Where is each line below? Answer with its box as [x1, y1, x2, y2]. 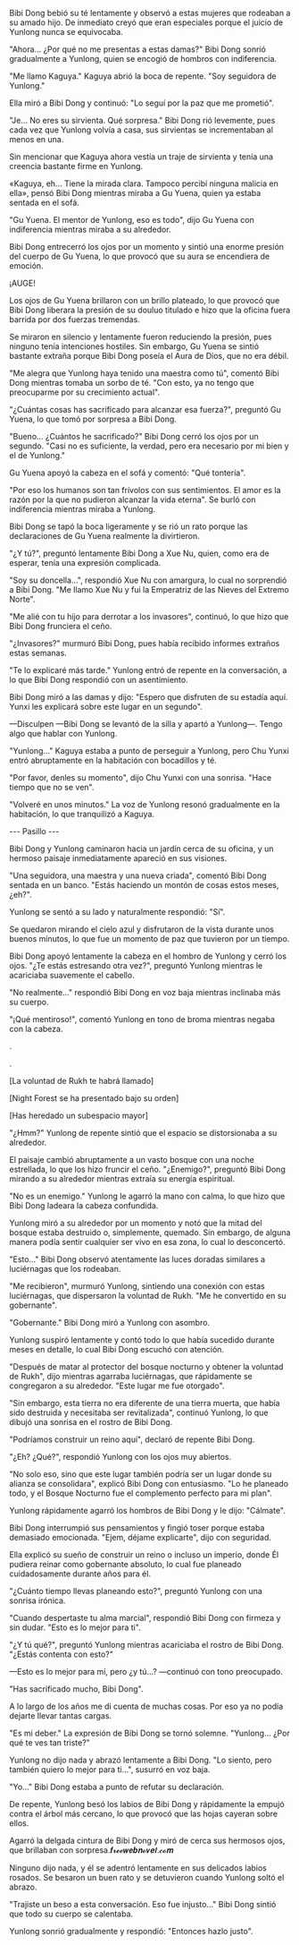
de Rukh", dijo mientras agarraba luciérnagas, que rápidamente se [9, 1371, 253, 1381]
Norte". [9, 594, 36, 604]
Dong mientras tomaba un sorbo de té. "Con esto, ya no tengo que [9, 378, 254, 388]
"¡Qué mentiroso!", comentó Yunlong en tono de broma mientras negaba [9, 1014, 275, 1024]
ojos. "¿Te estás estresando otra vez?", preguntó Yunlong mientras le [9, 960, 263, 970]
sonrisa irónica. [9, 1595, 66, 1606]
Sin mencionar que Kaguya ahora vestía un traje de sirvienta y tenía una [9, 151, 274, 162]
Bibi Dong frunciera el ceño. [9, 621, 112, 631]
